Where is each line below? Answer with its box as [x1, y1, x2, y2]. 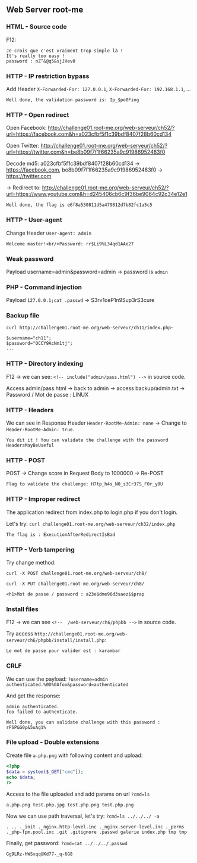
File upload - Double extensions [6, 738, 100, 746]
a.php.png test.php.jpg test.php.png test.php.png [6, 802, 134, 808]
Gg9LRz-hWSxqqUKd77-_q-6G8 [6, 851, 73, 857]
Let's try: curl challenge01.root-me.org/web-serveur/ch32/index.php [6, 520, 176, 527]
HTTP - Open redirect [6, 110, 69, 119]
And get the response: [6, 692, 61, 699]
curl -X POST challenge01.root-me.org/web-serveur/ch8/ [6, 570, 147, 577]
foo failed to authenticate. [6, 709, 78, 715]
